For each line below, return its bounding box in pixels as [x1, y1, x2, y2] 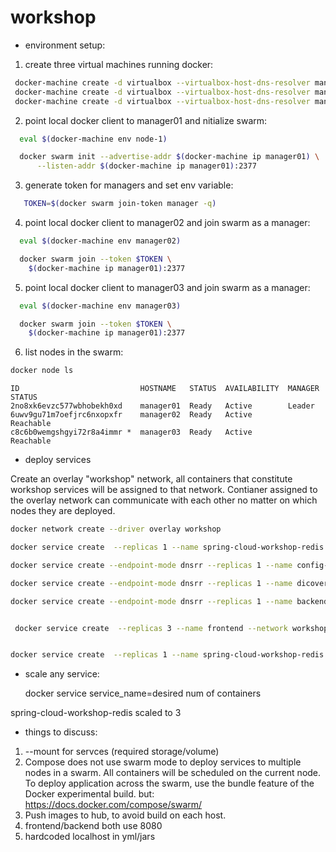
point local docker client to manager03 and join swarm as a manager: [24, 281, 311, 293]
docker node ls [10, 366, 74, 376]
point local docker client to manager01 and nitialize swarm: [24, 114, 268, 126]
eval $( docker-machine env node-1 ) [19, 134, 168, 144]
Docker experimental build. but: [24, 788, 155, 800]
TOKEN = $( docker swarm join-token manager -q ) [23, 199, 217, 209]
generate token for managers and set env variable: [24, 179, 234, 191]
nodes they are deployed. [10, 505, 116, 517]
